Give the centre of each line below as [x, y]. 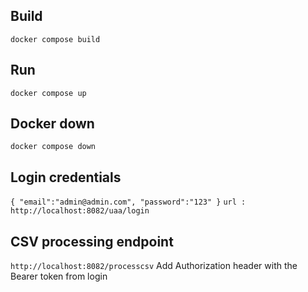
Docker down [52, 124]
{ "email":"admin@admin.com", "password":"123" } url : [128, 202]
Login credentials [66, 177]
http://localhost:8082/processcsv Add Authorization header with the [154, 266]
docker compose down [53, 147]
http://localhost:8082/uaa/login [80, 211]
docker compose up [48, 93]
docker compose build [55, 39]
